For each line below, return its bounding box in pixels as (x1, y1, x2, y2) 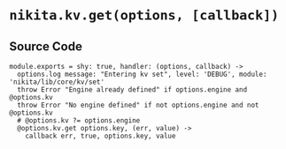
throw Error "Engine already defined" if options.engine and (17, 86, 248, 94)
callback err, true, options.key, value (25, 131, 176, 140)
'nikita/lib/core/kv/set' (9, 78, 104, 86)
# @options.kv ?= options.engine (17, 116, 141, 125)
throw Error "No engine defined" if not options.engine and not (17, 101, 259, 109)
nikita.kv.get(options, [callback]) (9, 7, 280, 24)
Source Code (9, 39, 82, 54)
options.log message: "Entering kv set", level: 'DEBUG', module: (17, 70, 267, 78)
